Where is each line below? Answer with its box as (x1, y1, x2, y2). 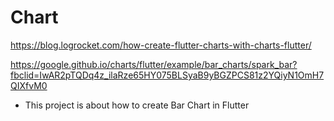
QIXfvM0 (10, 79, 48, 91)
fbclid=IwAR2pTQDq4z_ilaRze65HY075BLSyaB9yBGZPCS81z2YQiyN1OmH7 (10, 69, 325, 81)
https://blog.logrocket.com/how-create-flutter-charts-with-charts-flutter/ (10, 39, 312, 51)
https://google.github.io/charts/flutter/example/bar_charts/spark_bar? (10, 58, 298, 70)
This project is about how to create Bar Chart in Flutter (24, 99, 250, 111)
